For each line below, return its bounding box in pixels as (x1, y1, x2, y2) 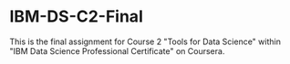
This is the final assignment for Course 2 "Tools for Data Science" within (9, 36, 281, 47)
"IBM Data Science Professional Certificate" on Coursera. (9, 45, 225, 56)
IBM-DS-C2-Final (9, 6, 143, 27)
